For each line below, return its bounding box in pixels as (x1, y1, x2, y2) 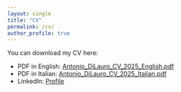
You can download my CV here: (7, 49, 99, 57)
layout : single (7, 10, 52, 17)
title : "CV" (7, 17, 42, 24)
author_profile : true (7, 29, 71, 37)
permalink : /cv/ (7, 23, 55, 30)
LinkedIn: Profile (17, 77, 64, 86)
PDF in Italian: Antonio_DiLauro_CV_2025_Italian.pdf (17, 70, 167, 78)
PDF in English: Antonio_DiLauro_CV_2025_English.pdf (17, 62, 175, 70)
